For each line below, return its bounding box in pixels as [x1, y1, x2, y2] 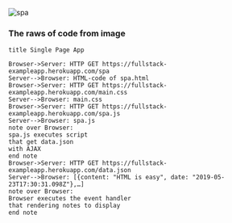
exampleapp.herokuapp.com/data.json [8, 166, 131, 175]
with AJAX [8, 145, 42, 154]
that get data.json [8, 138, 74, 146]
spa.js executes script [8, 131, 89, 139]
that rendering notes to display [8, 202, 121, 210]
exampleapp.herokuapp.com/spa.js [8, 110, 121, 118]
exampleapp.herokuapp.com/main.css [8, 89, 128, 97]
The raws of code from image [8, 27, 126, 39]
